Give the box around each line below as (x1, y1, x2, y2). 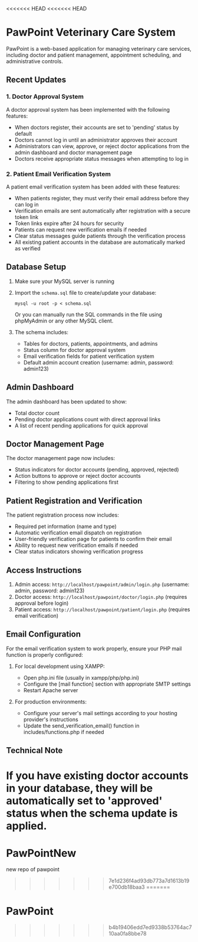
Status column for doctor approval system (23, 346, 126, 353)
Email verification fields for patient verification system (23, 353, 154, 360)
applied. (6, 819, 47, 833)
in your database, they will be (6, 782, 153, 795)
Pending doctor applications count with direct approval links (14, 416, 161, 423)
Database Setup (6, 262, 67, 272)
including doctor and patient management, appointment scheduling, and (6, 51, 181, 58)
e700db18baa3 (108, 884, 146, 891)
